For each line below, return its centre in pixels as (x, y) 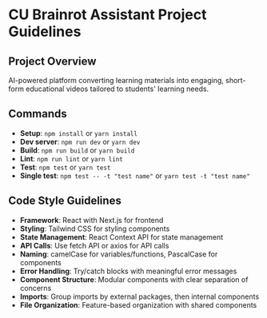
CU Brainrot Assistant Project (108, 15)
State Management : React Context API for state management (122, 237)
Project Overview (52, 61)
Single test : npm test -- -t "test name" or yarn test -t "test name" (135, 175)
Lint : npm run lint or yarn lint (72, 158)
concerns (36, 288)
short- (235, 80)
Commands (38, 114)
